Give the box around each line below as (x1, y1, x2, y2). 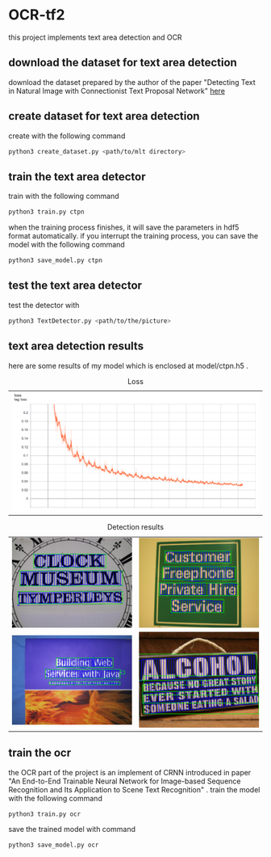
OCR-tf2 (8, 6, 65, 24)
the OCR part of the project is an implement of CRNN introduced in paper (8, 767, 252, 777)
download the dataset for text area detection (8, 56, 238, 70)
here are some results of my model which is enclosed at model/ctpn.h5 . (8, 361, 248, 370)
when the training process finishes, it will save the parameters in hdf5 (8, 222, 240, 232)
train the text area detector (8, 170, 147, 184)
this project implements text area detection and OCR (8, 32, 183, 42)
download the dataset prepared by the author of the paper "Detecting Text (8, 77, 256, 87)
